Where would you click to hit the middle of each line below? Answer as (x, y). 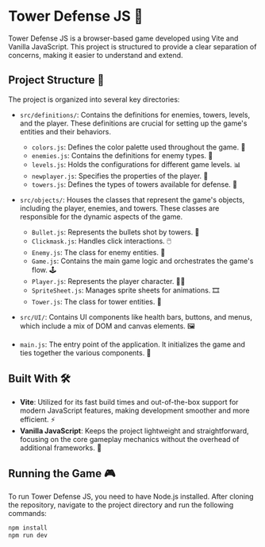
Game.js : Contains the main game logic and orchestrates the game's (142, 261)
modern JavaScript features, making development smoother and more (134, 410)
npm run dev (28, 536)
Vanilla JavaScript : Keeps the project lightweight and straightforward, (134, 431)
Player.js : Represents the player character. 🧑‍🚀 (108, 281)
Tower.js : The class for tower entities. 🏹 (96, 301)
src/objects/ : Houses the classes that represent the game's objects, (132, 200)
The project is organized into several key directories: (94, 99)
